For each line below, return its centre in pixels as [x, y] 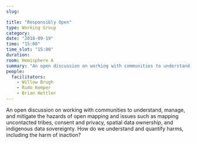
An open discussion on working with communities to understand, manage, [96, 110]
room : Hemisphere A [30, 60]
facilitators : [28, 77]
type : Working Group [31, 28]
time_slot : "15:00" [30, 50]
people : [16, 71]
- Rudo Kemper [34, 88]
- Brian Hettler [37, 93]
